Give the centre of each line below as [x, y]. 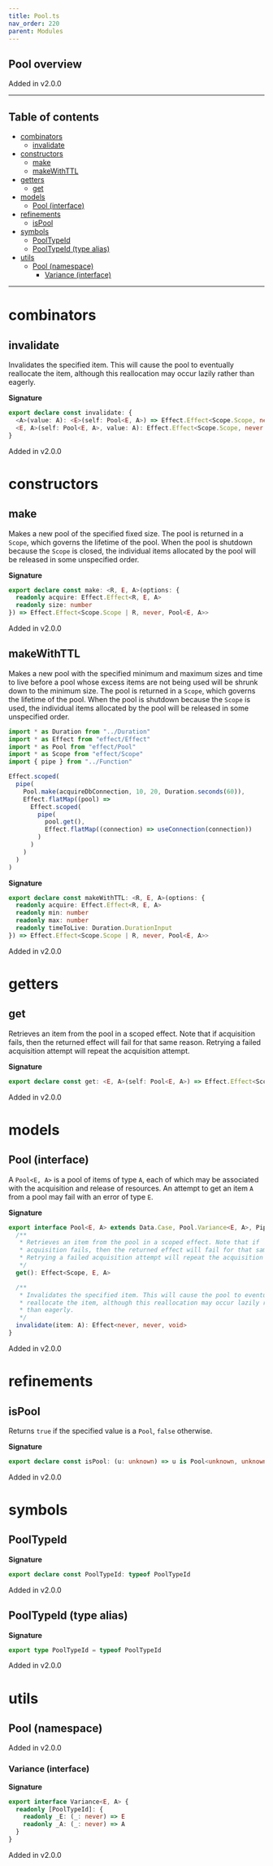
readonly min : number [52, 913]
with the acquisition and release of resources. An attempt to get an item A [131, 1188]
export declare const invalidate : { [70, 413]
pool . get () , [65, 822]
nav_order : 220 [34, 24]
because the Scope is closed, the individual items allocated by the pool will [132, 551]
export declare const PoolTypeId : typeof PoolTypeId [100, 1574]
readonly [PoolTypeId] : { [60, 1809]
